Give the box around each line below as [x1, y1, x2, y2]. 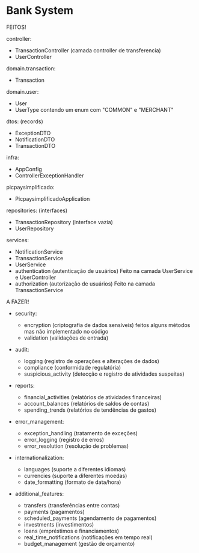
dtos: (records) [6, 118, 43, 125]
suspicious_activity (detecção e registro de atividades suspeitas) [23, 370, 185, 377]
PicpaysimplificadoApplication [14, 195, 90, 202]
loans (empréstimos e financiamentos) [23, 527, 119, 534]
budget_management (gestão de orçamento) [23, 540, 135, 547]
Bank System [6, 4, 74, 17]
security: [14, 310, 37, 317]
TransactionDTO [14, 142, 56, 149]
